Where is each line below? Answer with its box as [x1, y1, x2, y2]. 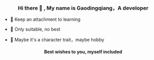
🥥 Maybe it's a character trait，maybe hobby [10, 37, 105, 43]
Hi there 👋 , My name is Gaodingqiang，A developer [17, 4, 149, 11]
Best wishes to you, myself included [44, 48, 122, 54]
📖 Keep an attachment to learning [10, 16, 81, 22]
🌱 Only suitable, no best [10, 26, 61, 33]
